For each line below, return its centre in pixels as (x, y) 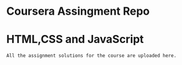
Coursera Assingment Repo (78, 11)
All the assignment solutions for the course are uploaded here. (91, 56)
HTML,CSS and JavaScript (75, 40)
